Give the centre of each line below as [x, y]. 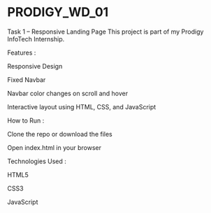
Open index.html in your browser [54, 147]
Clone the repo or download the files [60, 134]
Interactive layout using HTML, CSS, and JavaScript [82, 106]
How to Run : [26, 121]
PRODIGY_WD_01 [58, 12]
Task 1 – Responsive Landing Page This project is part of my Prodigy [105, 32]
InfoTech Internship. [36, 39]
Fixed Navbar [27, 80]
